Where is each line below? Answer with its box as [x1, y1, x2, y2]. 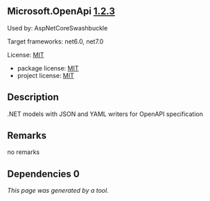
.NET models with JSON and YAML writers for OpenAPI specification [7, 110, 203, 118]
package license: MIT [17, 64, 79, 72]
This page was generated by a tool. [7, 186, 109, 195]
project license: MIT [17, 71, 75, 79]
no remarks [7, 148, 40, 156]
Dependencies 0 [7, 168, 80, 180]
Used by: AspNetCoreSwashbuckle [7, 23, 108, 32]
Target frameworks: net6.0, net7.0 [7, 37, 104, 46]
